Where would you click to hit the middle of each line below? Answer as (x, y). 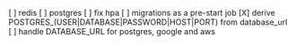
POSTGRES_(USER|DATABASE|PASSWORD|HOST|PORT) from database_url (148, 22)
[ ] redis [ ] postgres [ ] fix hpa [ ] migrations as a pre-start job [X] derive (142, 13)
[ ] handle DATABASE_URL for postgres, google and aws (112, 31)
